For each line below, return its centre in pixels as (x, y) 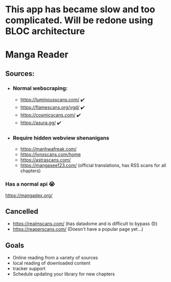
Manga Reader (37, 55)
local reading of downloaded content (51, 263)
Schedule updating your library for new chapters (64, 274)
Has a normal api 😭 (30, 184)
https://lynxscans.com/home (51, 154)
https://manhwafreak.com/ (48, 149)
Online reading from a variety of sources (55, 258)
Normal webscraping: (40, 88)
